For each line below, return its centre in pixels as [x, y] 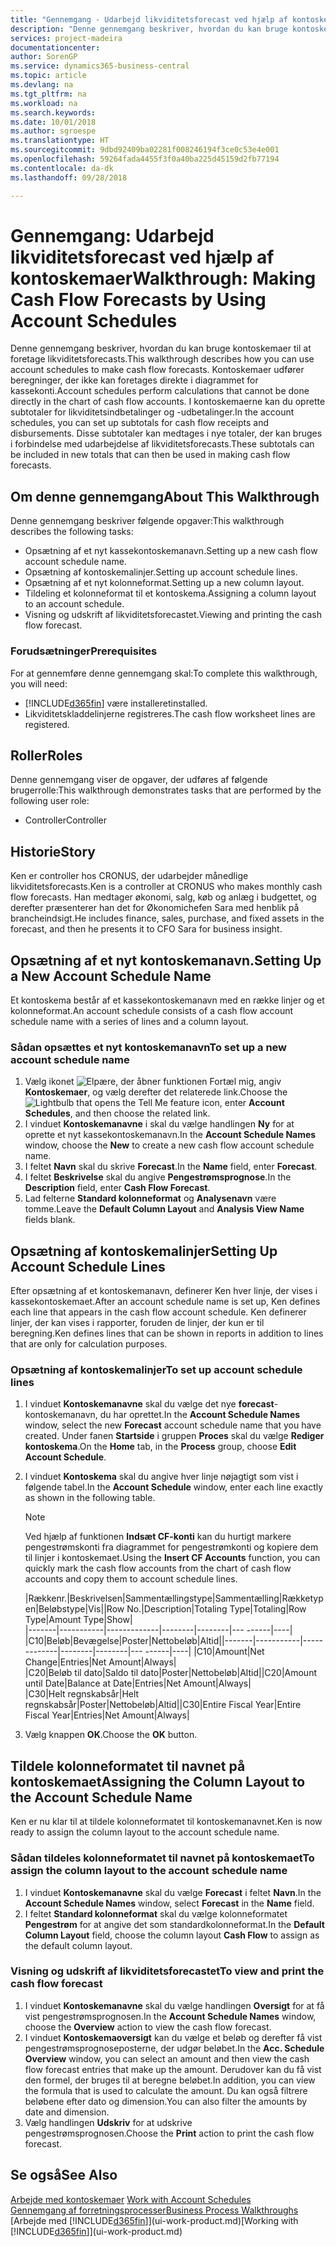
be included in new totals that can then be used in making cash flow [150, 455]
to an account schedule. [74, 604]
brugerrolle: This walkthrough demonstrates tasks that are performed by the [166, 790]
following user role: [50, 801]
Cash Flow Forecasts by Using [138, 299]
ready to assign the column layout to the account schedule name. [145, 1832]
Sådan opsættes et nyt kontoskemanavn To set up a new [148, 1047]
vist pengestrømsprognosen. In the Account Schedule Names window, [170, 2016]
